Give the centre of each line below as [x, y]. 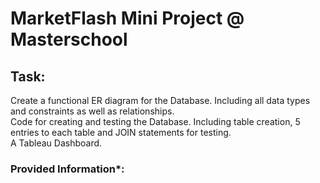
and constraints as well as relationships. [92, 111]
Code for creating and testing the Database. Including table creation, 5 [155, 121]
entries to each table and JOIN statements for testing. [121, 132]
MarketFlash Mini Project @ [127, 18]
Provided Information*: [67, 169]
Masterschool [69, 39]
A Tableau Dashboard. [56, 143]
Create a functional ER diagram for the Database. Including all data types [160, 100]
